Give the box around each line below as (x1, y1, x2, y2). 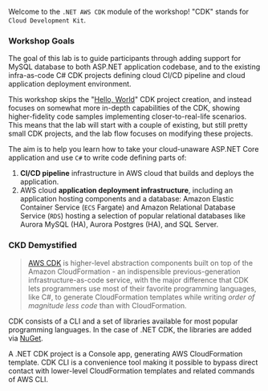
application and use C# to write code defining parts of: (8, 153, 187, 163)
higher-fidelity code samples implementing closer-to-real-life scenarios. (8, 112, 247, 121)
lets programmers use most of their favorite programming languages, (27, 283, 257, 293)
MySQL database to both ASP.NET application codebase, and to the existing (8, 62, 261, 71)
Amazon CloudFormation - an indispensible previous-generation (27, 267, 241, 276)
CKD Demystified (8, 240, 78, 251)
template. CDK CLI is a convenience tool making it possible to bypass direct (8, 357, 258, 367)
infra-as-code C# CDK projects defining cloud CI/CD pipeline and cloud (8, 71, 246, 80)
